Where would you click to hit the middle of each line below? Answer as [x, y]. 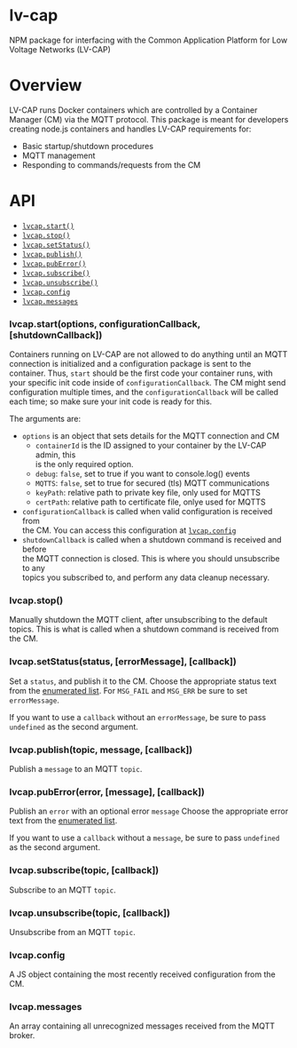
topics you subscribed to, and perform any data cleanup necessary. [146, 577]
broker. [22, 1036]
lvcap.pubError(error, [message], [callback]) [107, 791]
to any [34, 568]
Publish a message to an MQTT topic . [76, 769]
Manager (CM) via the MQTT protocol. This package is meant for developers [149, 119]
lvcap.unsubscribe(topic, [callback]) [90, 913]
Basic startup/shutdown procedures [87, 146]
